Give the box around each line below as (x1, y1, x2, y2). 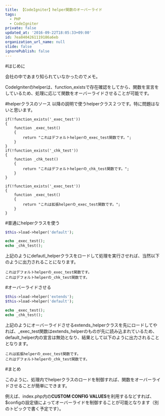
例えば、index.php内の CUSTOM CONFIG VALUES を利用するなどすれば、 (5, 393, 155, 399)
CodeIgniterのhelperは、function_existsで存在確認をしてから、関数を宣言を (5, 84, 159, 90)
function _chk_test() (14, 156, 58, 161)
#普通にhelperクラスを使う (5, 220, 60, 226)
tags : (5, 12, 16, 17)
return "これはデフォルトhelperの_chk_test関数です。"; (23, 166, 129, 171)
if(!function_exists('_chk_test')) (5, 148, 79, 153)
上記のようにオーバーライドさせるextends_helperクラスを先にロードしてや (5, 322, 158, 328)
